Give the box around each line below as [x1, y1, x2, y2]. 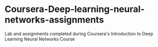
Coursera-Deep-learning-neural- [4, 3, 145, 15]
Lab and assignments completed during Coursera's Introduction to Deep [4, 30, 154, 36]
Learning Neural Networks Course [4, 36, 75, 42]
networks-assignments [4, 14, 104, 25]
